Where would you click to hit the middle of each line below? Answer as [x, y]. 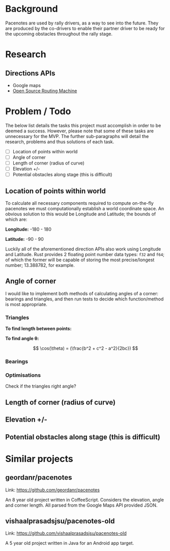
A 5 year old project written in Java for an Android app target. [69, 543]
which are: [16, 219]
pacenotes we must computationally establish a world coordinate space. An [85, 209]
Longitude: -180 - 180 [29, 229]
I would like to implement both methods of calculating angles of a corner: [82, 293]
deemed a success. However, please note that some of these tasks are [80, 131]
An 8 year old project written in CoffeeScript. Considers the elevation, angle [85, 500]
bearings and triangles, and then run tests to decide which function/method [84, 299]
